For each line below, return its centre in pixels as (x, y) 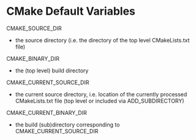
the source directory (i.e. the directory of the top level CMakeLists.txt (102, 40)
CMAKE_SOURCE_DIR (34, 28)
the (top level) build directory (52, 70)
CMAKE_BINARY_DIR (33, 58)
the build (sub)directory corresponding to (67, 125)
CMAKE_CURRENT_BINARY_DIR (47, 112)
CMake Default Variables (71, 11)
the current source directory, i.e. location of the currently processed (101, 94)
